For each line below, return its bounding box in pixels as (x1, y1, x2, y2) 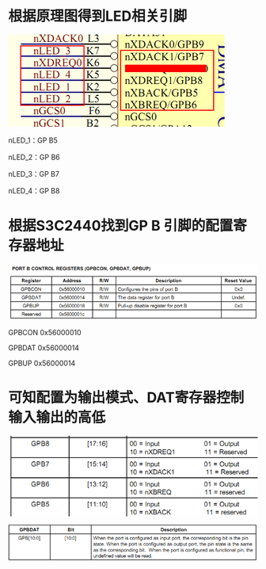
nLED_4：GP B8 (8, 185, 60, 195)
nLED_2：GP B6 (8, 152, 61, 162)
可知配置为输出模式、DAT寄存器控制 (8, 389, 245, 407)
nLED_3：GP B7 (8, 169, 59, 178)
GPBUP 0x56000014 (8, 358, 76, 369)
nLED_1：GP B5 (8, 136, 58, 145)
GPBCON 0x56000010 (8, 328, 82, 338)
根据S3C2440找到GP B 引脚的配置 (8, 217, 234, 235)
